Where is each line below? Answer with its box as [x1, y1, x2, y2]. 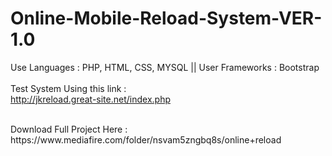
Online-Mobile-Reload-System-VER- [10, 7, 323, 30]
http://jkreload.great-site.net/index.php [10, 93, 171, 105]
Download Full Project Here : [10, 123, 128, 135]
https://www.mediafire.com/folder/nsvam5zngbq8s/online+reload [10, 133, 282, 146]
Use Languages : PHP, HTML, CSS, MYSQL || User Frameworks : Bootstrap [10, 61, 320, 73]
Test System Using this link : [10, 82, 127, 94]
